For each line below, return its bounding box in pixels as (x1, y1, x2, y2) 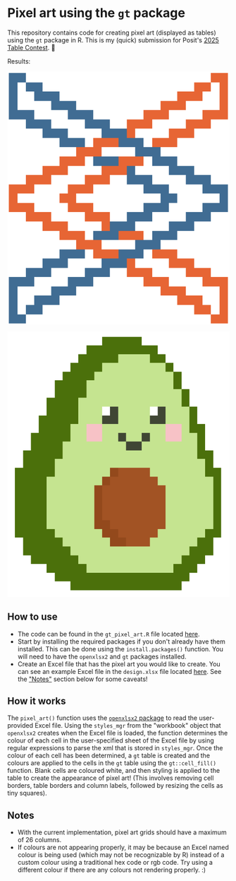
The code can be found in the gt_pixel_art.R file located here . (17, 629, 200, 638)
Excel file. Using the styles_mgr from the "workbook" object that (35, 721, 221, 730)
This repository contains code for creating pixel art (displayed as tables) (7, 28, 216, 37)
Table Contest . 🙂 (7, 43, 56, 52)
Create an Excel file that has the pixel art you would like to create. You (17, 659, 221, 668)
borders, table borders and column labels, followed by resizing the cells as (7, 781, 223, 790)
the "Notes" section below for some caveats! (17, 675, 148, 683)
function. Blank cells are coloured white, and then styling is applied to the (7, 767, 221, 775)
